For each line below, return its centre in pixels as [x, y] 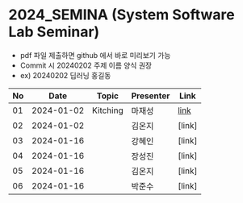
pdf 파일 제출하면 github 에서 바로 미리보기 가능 [95, 55]
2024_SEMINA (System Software [122, 15]
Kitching [107, 110]
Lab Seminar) [54, 32]
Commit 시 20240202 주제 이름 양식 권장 [86, 65]
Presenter [151, 96]
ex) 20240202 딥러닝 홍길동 [65, 75]
